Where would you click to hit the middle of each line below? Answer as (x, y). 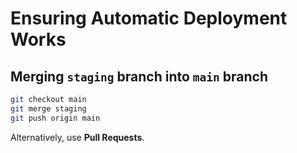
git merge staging (48, 108)
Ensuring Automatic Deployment (149, 18)
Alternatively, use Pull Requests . (77, 137)
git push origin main (55, 118)
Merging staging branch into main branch (139, 76)
